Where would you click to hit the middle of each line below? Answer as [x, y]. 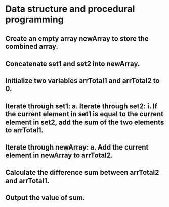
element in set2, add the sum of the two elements [85, 122]
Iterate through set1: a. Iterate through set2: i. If [81, 106]
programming [35, 20]
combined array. [32, 46]
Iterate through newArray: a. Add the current [77, 147]
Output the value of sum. [45, 198]
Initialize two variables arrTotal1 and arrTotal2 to [82, 81]
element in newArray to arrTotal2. [59, 155]
